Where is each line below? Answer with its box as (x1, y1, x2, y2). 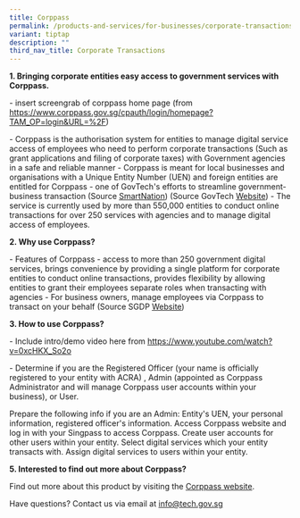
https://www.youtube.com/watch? (146, 336, 273, 347)
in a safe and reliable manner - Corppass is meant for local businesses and (9, 163, 285, 173)
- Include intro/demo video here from (9, 336, 146, 347)
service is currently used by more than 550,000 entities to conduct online (9, 200, 279, 211)
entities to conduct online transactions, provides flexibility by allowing (9, 273, 266, 284)
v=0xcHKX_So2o (9, 346, 71, 356)
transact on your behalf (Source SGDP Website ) (9, 301, 185, 313)
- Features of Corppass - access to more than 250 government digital (9, 254, 266, 264)
